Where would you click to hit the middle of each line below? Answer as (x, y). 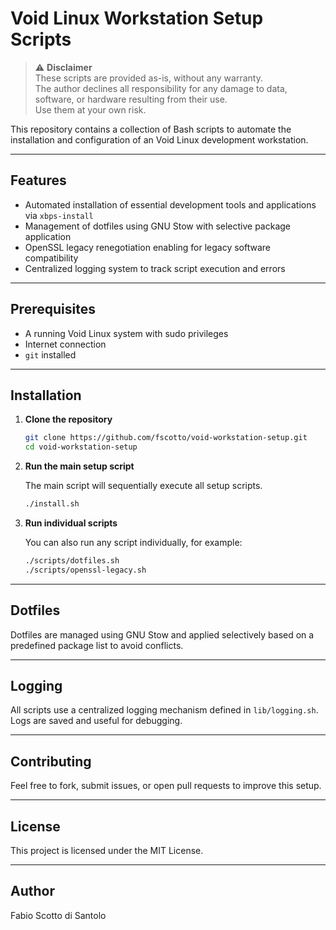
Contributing (51, 761)
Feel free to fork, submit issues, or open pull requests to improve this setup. (166, 786)
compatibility (51, 258)
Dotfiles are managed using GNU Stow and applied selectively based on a (162, 634)
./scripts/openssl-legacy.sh (85, 570)
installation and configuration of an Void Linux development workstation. (159, 139)
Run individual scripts (71, 523)
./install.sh (52, 504)
